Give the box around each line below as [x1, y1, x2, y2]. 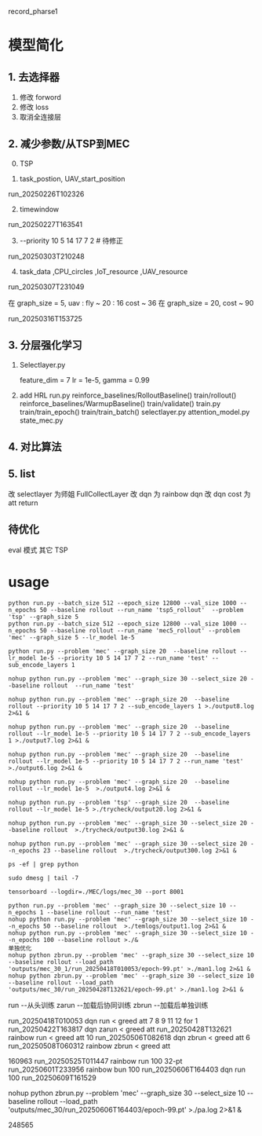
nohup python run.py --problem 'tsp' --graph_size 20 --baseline [8, 798, 230, 806]
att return [8, 498, 38, 508]
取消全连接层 [19, 112, 61, 121]
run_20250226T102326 [8, 189, 85, 199]
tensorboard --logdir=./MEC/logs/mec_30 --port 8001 [8, 888, 184, 896]
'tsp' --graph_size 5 [8, 613, 79, 621]
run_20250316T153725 [8, 313, 82, 323]
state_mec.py [19, 416, 64, 425]
